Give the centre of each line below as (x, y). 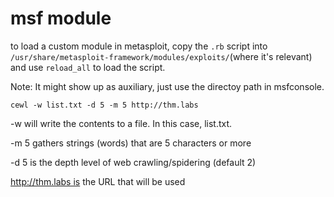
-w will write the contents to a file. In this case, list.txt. (121, 123)
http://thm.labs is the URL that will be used (98, 181)
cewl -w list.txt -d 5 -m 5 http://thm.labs (104, 105)
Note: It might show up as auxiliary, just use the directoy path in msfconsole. (167, 86)
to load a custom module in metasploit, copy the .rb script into (139, 46)
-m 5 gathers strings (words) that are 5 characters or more (131, 143)
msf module (61, 18)
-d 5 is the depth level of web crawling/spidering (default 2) (133, 162)
